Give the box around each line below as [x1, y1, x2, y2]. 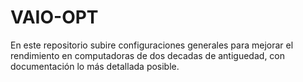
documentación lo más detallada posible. [10, 60, 180, 72]
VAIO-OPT [10, 6, 99, 29]
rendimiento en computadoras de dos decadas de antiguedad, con [10, 49, 286, 61]
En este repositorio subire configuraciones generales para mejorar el [10, 39, 294, 51]
